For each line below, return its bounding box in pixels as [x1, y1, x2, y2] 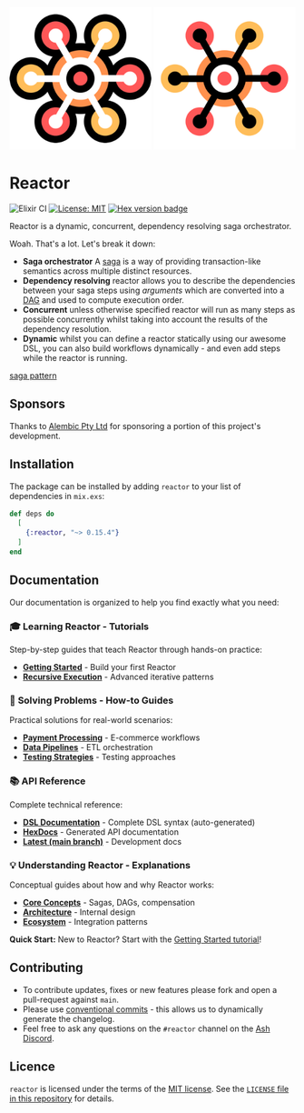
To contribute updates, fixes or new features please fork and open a [22, 984, 278, 995]
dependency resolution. [22, 323, 112, 334]
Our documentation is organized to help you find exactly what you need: [9, 597, 279, 607]
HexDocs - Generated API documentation [22, 826, 180, 837]
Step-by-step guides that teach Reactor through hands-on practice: [9, 644, 263, 656]
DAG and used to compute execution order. [22, 294, 184, 306]
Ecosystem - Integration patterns [22, 916, 148, 927]
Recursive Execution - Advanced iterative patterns [22, 671, 215, 683]
